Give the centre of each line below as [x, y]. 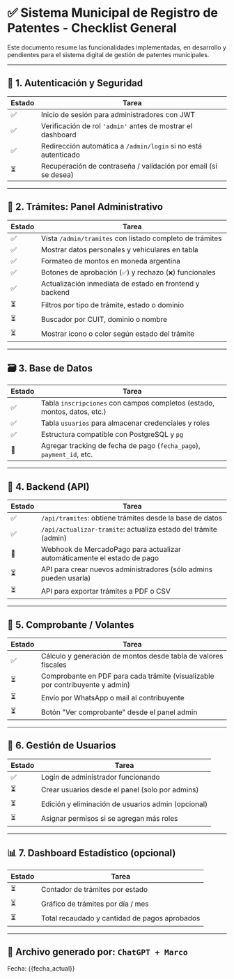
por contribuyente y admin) [86, 685]
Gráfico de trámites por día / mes [95, 904]
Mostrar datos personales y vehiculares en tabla [119, 249]
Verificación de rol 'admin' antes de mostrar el [117, 125]
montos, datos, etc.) [73, 412]
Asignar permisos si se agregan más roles [109, 819]
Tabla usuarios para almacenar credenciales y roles [125, 423]
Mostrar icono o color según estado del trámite [118, 334]
